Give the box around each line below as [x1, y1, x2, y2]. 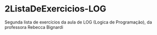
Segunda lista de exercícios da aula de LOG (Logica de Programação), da [4, 19, 152, 25]
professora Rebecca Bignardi [4, 24, 64, 30]
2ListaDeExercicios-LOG [4, 3, 107, 14]
